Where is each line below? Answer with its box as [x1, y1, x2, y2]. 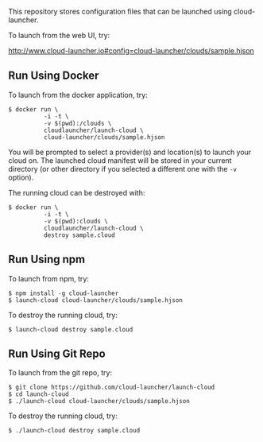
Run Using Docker [8, 69, 99, 83]
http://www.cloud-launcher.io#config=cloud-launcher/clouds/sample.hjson [8, 46, 254, 55]
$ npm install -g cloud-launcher [8, 289, 119, 297]
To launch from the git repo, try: [8, 368, 113, 378]
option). [8, 173, 34, 182]
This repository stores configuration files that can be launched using [8, 7, 232, 16]
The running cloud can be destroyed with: [8, 188, 145, 197]
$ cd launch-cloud [8, 390, 69, 398]
